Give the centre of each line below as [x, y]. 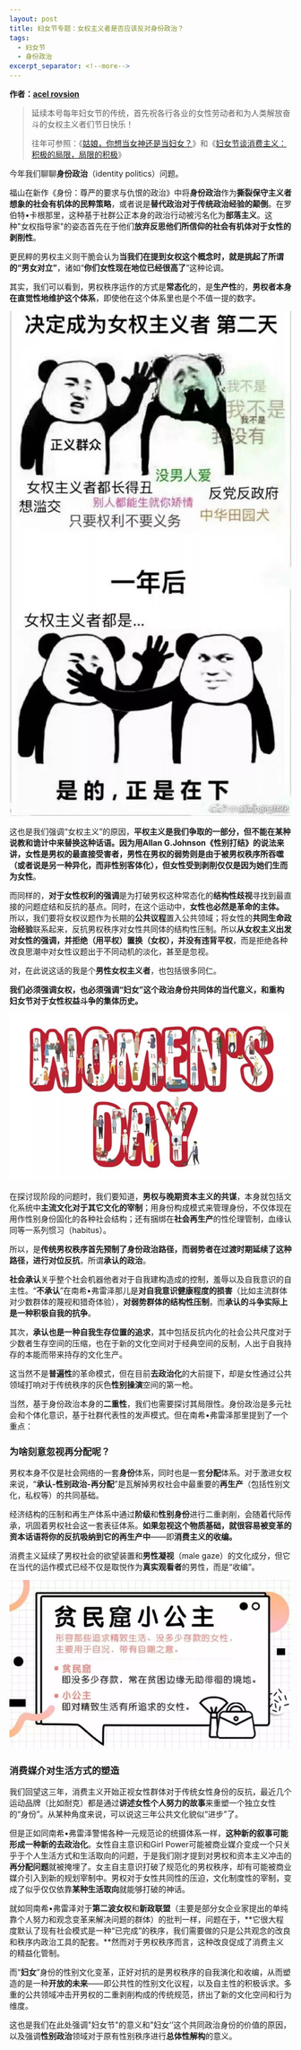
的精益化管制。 [37, 1953]
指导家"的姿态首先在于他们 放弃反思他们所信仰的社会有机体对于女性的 [164, 226]
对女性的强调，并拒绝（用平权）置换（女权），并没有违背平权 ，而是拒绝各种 [149, 940]
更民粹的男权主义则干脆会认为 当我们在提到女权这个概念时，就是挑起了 [139, 256]
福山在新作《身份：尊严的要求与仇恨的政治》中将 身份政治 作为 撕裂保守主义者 [150, 192]
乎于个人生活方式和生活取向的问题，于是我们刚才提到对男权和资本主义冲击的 [150, 1855]
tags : [19, 38]
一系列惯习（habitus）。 [68, 1229]
